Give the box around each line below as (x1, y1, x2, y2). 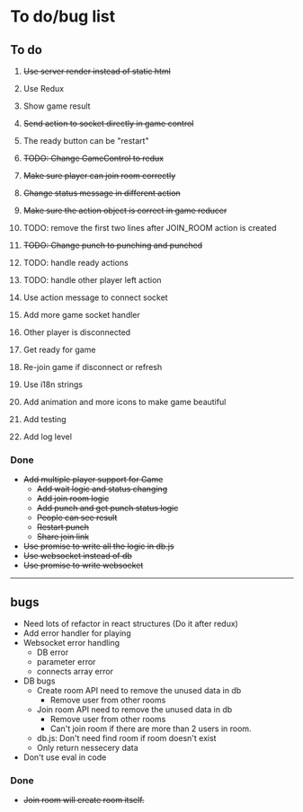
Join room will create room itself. (22, 795, 145, 806)
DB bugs (22, 675, 56, 686)
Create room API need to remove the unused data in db (36, 685, 242, 696)
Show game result (22, 101, 91, 111)
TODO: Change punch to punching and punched (22, 240, 203, 251)
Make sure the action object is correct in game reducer (22, 205, 227, 216)
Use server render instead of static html (22, 66, 172, 76)
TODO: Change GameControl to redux (22, 153, 165, 163)
